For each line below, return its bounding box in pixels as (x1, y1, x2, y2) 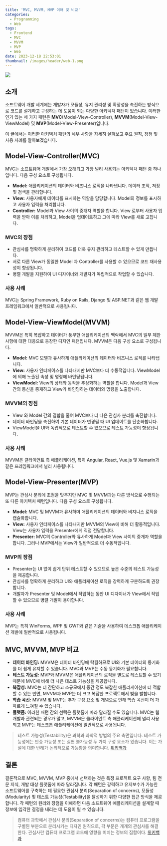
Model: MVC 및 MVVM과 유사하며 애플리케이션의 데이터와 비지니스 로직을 (12, 509, 158, 515)
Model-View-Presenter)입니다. (48, 120, 110, 126)
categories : (5, 12, 30, 17)
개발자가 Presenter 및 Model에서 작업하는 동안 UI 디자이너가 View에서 (12, 590, 151, 596)
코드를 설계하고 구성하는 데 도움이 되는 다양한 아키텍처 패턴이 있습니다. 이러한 (10, 108, 161, 114)
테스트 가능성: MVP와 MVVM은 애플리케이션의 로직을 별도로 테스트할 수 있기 (12, 672, 162, 678)
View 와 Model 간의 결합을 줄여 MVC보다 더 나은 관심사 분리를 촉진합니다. (12, 412, 157, 418)
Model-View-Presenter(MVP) (5, 478, 99, 487)
